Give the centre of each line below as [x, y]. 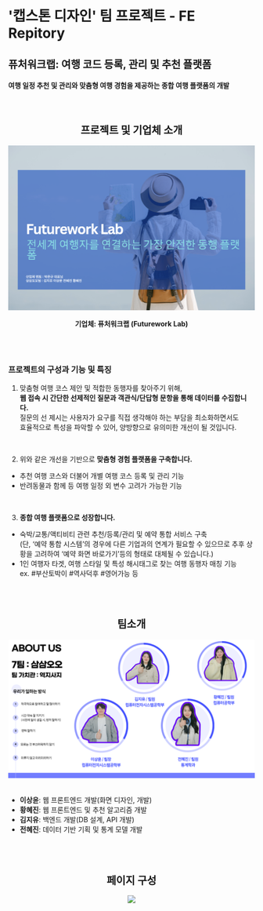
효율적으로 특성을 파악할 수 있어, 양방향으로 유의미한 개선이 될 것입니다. [128, 428]
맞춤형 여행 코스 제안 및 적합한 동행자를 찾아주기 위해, [101, 388]
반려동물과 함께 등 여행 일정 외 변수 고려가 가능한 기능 [101, 486]
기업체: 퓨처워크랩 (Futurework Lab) [131, 323]
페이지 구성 [131, 880]
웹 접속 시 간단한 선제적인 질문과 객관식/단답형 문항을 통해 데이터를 [120, 398]
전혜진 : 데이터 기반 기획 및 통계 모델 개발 [81, 829]
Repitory [36, 33]
